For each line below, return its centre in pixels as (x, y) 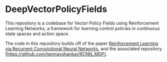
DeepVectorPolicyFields (56, 9)
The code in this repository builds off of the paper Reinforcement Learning (82, 43)
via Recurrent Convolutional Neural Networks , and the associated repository (84, 48)
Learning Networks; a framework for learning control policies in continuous (82, 28)
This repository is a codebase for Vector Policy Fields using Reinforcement (82, 23)
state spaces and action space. (37, 33)
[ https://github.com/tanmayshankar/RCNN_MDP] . (56, 54)
